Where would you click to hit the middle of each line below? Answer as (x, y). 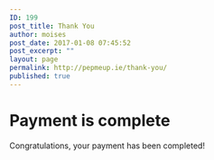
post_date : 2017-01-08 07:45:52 (70, 43)
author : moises (38, 34)
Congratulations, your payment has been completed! (107, 146)
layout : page (34, 59)
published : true (40, 76)
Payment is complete (90, 120)
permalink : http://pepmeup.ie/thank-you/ (88, 68)
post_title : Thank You (52, 26)
